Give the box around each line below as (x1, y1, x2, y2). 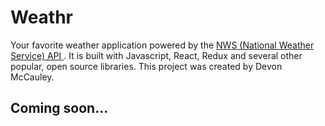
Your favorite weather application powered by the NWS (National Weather (10, 39, 315, 51)
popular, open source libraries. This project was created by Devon (10, 60, 283, 72)
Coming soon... (10, 100, 109, 117)
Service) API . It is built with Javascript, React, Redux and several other (10, 49, 303, 61)
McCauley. (10, 71, 55, 83)
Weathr (10, 6, 74, 29)
